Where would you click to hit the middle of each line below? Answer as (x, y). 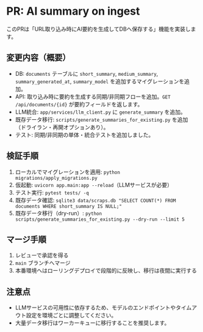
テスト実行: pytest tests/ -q (52, 192)
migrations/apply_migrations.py (56, 178)
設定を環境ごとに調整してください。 (71, 315)
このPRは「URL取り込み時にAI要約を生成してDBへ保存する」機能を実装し (98, 29)
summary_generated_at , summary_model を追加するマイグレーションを (100, 81)
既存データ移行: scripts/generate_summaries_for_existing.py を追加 (101, 119)
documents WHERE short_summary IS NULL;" (68, 206)
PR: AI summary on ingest (73, 11)
